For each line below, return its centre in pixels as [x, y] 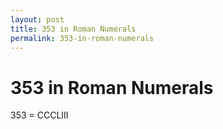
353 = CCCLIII [39, 115]
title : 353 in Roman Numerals [73, 29]
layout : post [37, 19]
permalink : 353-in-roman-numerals [82, 38]
